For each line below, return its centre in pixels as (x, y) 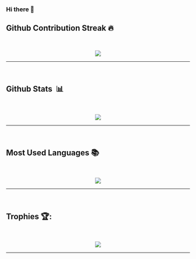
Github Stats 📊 (35, 89)
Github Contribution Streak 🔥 (60, 28)
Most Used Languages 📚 (52, 153)
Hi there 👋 (20, 9)
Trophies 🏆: (29, 216)
